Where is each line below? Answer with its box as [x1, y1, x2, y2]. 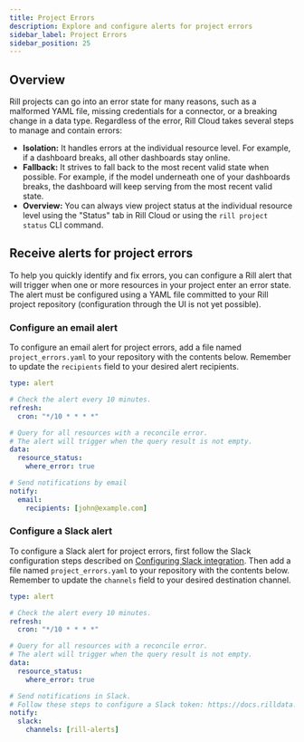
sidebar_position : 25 [9, 38, 91, 48]
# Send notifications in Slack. [9, 691, 131, 700]
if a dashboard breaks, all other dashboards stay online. [22, 152, 231, 163]
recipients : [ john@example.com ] [25, 504, 147, 513]
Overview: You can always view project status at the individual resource [22, 200, 293, 211]
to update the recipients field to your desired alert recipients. [9, 361, 240, 372]
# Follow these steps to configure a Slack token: [9, 699, 204, 709]
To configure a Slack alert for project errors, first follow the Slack [9, 545, 252, 556]
